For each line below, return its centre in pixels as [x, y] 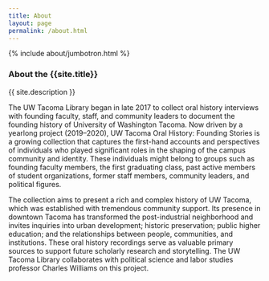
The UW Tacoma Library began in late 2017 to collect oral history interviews [134, 107]
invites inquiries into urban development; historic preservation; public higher [134, 225]
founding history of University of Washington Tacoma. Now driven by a [126, 124]
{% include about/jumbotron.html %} [69, 54]
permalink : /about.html [48, 31]
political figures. [35, 184]
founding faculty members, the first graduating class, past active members [132, 167]
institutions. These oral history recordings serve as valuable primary [121, 242]
